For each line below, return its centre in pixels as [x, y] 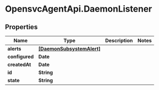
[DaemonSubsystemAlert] [69, 49]
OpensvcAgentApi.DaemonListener [79, 9]
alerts [14, 49]
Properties [21, 27]
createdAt [19, 64]
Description [119, 41]
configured [21, 57]
